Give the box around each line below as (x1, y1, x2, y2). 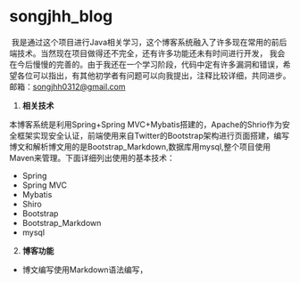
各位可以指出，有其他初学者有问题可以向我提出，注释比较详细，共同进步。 (16, 69, 291, 81)
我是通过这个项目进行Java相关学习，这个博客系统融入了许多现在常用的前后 (11, 36, 287, 47)
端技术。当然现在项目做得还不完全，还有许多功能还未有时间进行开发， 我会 (9, 47, 286, 59)
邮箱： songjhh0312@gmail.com (9, 81, 127, 92)
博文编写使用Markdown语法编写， (21, 264, 148, 275)
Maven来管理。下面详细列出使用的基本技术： (9, 152, 176, 163)
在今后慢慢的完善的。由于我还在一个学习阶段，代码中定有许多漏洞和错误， (9, 59, 283, 69)
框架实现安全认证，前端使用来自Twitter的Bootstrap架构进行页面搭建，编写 (16, 130, 290, 141)
